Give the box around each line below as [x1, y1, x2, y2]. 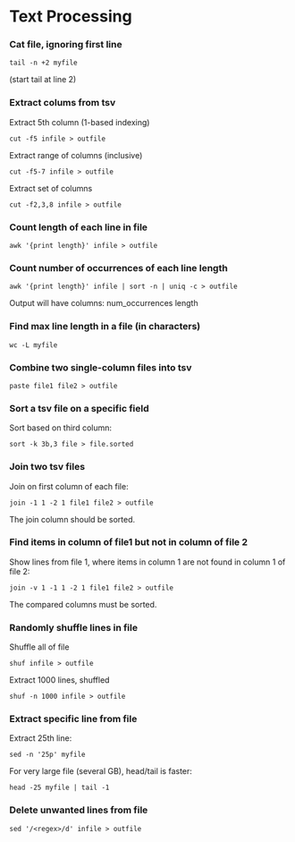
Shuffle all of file [9, 642, 70, 652]
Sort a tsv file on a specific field [9, 402, 149, 414]
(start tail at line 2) [9, 74, 77, 85]
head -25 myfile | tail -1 [9, 783, 110, 793]
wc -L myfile [9, 340, 58, 350]
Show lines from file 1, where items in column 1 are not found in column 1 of [9, 557, 286, 567]
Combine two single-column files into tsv [9, 361, 192, 373]
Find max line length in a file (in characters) [9, 320, 201, 333]
